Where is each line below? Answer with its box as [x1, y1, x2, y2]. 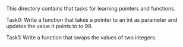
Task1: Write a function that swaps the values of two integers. [6, 34, 157, 41]
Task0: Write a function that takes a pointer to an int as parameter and [6, 16, 178, 23]
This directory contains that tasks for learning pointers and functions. [6, 5, 176, 12]
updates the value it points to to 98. [6, 23, 93, 29]
